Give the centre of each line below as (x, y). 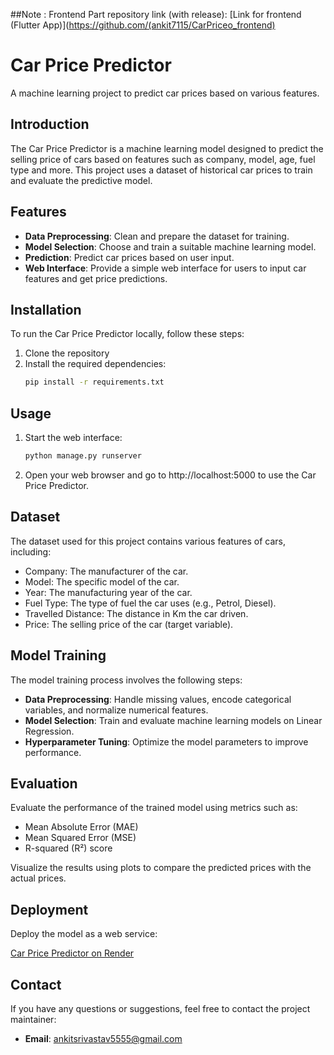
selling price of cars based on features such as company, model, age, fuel (163, 159)
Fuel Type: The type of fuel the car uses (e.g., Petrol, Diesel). (150, 603)
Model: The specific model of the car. (102, 581)
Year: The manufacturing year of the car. (108, 592)
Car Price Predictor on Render (72, 953)
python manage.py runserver (83, 456)
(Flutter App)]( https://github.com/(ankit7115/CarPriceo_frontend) (143, 25)
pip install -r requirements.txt (94, 382)
